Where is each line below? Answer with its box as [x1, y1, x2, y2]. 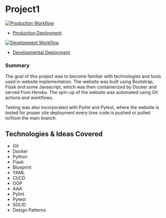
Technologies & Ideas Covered [5, 130, 103, 138]
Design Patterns [12, 207, 46, 213]
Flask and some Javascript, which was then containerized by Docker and [5, 84, 157, 90]
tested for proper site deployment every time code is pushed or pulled [5, 110, 150, 116]
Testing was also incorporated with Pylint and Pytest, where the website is [5, 104, 159, 111]
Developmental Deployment [12, 49, 70, 55]
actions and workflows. [5, 94, 54, 101]
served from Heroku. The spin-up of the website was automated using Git [5, 89, 158, 95]
